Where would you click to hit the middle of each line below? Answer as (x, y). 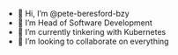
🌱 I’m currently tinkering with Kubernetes (92, 32)
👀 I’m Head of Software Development (85, 23)
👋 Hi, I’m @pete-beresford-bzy (73, 14)
